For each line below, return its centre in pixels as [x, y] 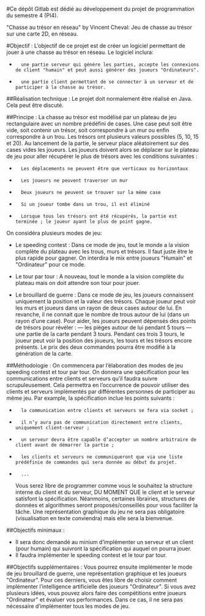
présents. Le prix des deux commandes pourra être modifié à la [95, 347]
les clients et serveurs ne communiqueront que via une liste [102, 457]
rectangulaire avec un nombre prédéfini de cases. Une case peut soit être [99, 123]
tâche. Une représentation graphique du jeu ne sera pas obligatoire [100, 512]
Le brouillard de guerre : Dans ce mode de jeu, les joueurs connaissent [104, 295]
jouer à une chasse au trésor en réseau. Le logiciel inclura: [80, 52]
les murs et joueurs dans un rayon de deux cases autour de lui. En [99, 308]
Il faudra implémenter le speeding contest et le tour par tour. [91, 555]
